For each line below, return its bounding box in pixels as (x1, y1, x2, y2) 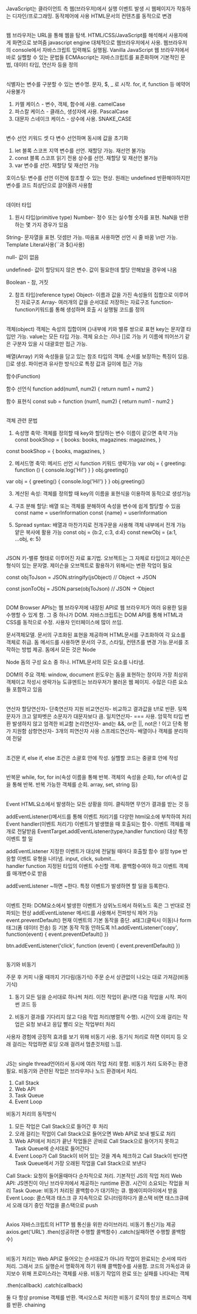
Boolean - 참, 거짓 (6, 278, 49, 286)
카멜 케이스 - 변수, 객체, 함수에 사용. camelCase (14, 100, 125, 107)
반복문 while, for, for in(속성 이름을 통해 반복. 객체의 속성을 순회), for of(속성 (6, 774, 182, 781)
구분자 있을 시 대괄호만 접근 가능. (12, 340, 88, 347)
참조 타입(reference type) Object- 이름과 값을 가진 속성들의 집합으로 (14, 291, 173, 299)
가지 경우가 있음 (32, 221, 69, 228)
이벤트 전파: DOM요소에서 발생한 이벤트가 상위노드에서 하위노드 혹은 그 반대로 (6, 902, 185, 909)
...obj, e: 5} (14, 535, 41, 543)
